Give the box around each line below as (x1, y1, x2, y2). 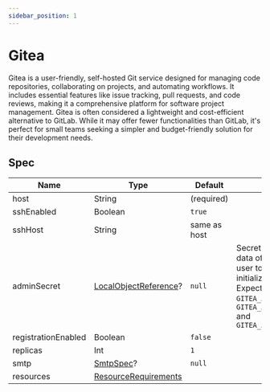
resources (12, 371, 51, 382)
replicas (12, 345, 43, 356)
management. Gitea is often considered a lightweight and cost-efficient (8, 107, 244, 116)
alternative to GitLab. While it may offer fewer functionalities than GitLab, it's (8, 116, 261, 125)
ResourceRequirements (93, 371, 182, 382)
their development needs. (8, 133, 93, 142)
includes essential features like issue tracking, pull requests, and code (8, 90, 241, 100)
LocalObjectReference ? (93, 280, 183, 292)
